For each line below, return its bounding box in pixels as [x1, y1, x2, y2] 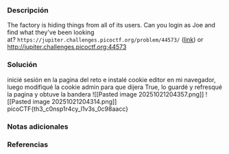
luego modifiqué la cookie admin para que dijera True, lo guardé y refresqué [7, 83, 223, 91]
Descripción [7, 5, 49, 15]
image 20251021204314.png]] [32, 97, 117, 105]
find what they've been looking [7, 28, 95, 36]
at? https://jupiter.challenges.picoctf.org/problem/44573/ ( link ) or [7, 36, 204, 44]
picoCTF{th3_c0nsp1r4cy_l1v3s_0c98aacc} [7, 105, 129, 113]
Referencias [7, 140, 49, 149]
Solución [7, 60, 38, 70]
